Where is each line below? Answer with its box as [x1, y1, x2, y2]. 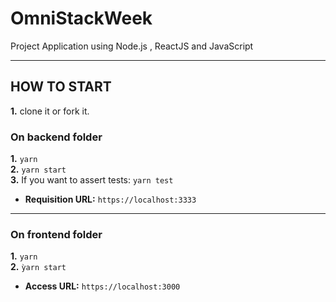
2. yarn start [10, 163, 67, 176]
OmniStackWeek [10, 7, 153, 30]
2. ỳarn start [10, 261, 67, 273]
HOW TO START [10, 78, 112, 96]
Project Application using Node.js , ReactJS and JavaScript [10, 40, 254, 52]
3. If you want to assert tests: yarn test [10, 174, 174, 186]
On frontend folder [10, 227, 103, 241]
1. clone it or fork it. [10, 105, 90, 117]
